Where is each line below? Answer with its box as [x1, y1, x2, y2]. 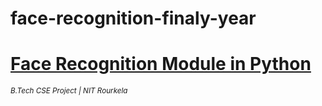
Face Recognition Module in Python [10, 53, 312, 76]
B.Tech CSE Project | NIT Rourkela [10, 86, 128, 96]
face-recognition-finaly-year [10, 7, 257, 30]
